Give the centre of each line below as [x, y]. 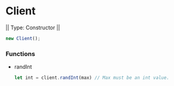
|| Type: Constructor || [33, 27]
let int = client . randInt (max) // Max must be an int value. [92, 78]
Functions [20, 54]
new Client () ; [23, 38]
